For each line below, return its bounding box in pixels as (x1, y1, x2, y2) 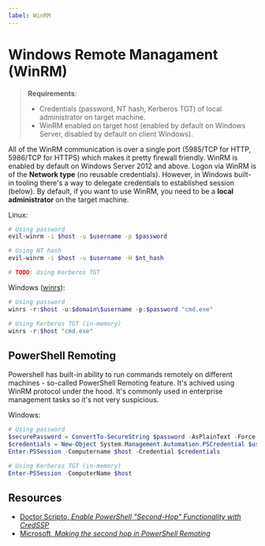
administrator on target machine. (39, 112, 146, 122)
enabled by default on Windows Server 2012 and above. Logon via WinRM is (8, 161, 256, 171)
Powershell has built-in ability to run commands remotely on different (8, 370, 233, 379)
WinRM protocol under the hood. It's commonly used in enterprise (8, 386, 223, 396)
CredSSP (19, 521, 50, 530)
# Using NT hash (8, 247, 62, 255)
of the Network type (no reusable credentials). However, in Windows (8, 169, 233, 179)
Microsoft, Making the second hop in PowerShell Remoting (19, 529, 211, 538)
